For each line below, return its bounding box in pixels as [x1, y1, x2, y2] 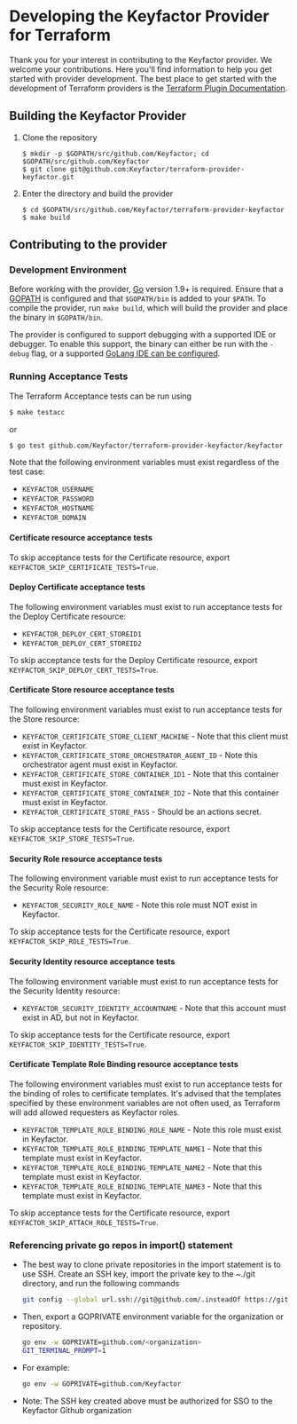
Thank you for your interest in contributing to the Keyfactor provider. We [9, 54, 273, 65]
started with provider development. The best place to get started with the [9, 73, 277, 83]
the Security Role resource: [9, 882, 109, 893]
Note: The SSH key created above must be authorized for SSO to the [21, 1396, 273, 1406]
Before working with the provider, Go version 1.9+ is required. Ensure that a [9, 284, 284, 295]
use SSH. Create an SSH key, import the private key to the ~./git [21, 1269, 255, 1279]
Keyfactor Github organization [21, 1404, 132, 1415]
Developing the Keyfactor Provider [9, 6, 270, 27]
